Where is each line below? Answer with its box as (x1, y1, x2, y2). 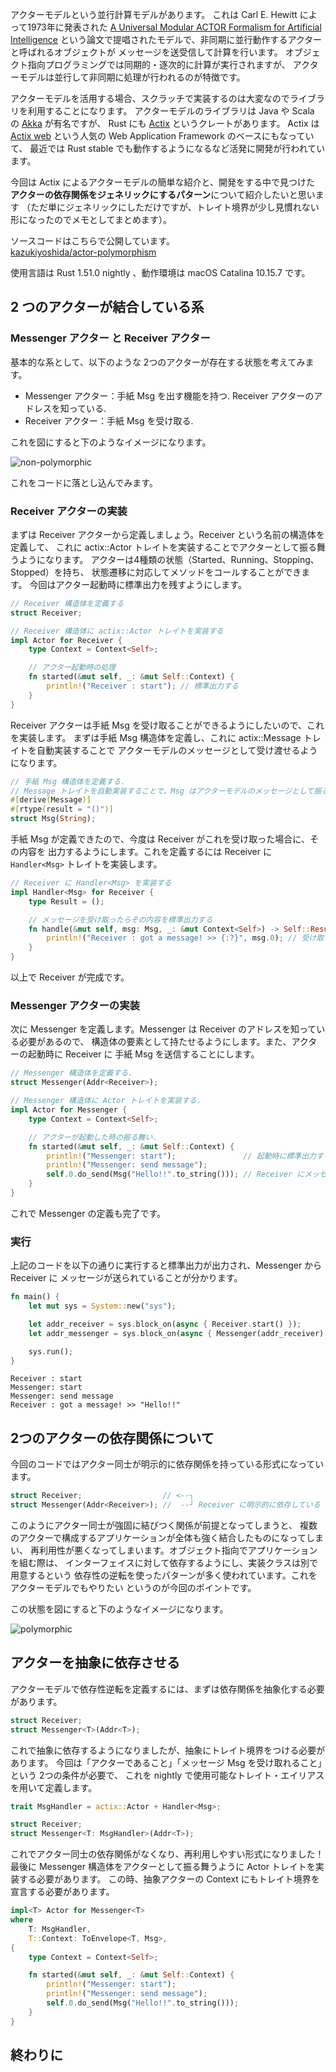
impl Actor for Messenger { (10, 1105, 128, 1115)
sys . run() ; (28, 1346, 74, 1357)
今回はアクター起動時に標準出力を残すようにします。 (29, 578, 247, 590)
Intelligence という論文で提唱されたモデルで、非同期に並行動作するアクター (10, 34, 323, 45)
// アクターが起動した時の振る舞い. (28, 1132, 158, 1142)
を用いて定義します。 (10, 1781, 98, 1793)
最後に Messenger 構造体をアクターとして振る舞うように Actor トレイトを (10, 1861, 316, 1873)
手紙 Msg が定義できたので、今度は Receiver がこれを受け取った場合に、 (10, 833, 310, 845)
